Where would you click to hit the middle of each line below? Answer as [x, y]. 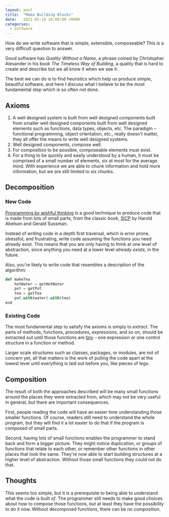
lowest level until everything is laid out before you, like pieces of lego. [77, 363]
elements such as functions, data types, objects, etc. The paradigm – [84, 128]
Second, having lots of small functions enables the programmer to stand [80, 438]
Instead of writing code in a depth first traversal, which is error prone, [77, 233]
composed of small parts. [32, 428]
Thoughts [21, 481]
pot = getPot [28, 289]
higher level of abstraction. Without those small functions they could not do [83, 459]
